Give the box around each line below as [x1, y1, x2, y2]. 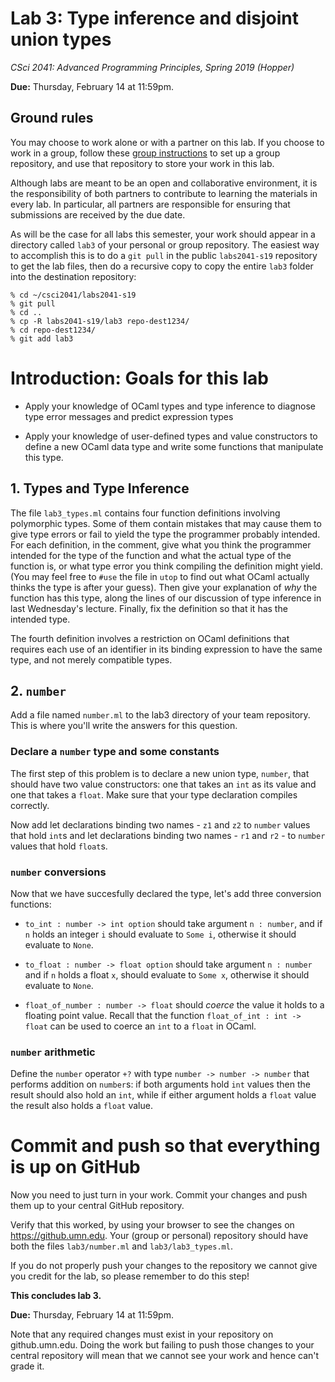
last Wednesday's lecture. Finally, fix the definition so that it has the [10, 602, 288, 614]
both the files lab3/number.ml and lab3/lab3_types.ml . [10, 1240, 233, 1252]
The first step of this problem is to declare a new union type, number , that [10, 767, 310, 779]
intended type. [10, 613, 71, 625]
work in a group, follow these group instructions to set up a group [10, 147, 281, 159]
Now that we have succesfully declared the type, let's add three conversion [10, 887, 322, 899]
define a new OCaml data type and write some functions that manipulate [24, 440, 324, 452]
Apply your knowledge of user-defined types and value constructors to [24, 430, 318, 442]
